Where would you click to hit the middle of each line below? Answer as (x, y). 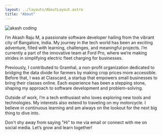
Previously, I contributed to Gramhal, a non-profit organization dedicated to (80, 67)
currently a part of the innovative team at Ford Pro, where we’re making (76, 53)
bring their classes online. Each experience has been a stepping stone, (75, 83)
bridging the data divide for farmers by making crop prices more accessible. (81, 72)
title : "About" (20, 14)
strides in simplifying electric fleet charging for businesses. (64, 58)
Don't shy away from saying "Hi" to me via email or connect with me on (76, 122)
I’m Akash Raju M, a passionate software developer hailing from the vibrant (80, 37)
